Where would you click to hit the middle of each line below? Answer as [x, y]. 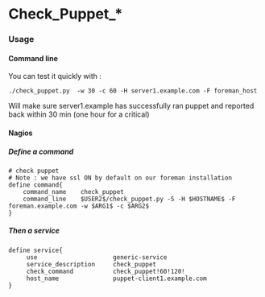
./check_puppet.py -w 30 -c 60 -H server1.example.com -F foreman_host [133, 91]
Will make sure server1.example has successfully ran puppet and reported [131, 106]
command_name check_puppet [74, 192]
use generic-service [97, 257]
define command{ [35, 185]
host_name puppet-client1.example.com [116, 278]
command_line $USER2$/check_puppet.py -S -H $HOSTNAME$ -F [129, 199]
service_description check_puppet [91, 264]
